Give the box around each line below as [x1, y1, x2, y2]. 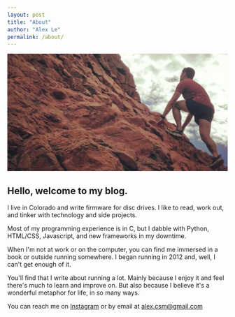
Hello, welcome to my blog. [7, 185, 128, 197]
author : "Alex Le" [7, 26, 61, 33]
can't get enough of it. [7, 260, 71, 269]
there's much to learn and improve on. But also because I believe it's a [7, 281, 210, 290]
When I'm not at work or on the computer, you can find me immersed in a [7, 245, 218, 254]
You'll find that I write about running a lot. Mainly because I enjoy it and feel [7, 274, 225, 282]
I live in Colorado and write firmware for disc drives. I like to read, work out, [7, 203, 225, 212]
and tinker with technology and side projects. [7, 211, 138, 219]
